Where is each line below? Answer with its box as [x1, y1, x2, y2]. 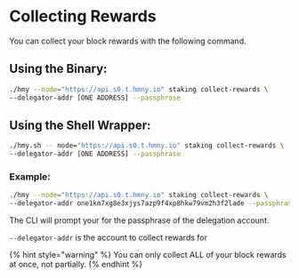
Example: [9, 171, 51, 183]
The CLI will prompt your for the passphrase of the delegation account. [9, 215, 270, 226]
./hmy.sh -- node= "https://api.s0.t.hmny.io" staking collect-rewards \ [9, 141, 285, 150]
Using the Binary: [9, 61, 108, 76]
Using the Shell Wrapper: [9, 117, 151, 132]
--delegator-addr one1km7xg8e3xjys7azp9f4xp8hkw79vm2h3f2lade [9, 199, 245, 208]
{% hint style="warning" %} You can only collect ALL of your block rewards [9, 250, 287, 260]
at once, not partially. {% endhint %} [9, 259, 143, 270]
